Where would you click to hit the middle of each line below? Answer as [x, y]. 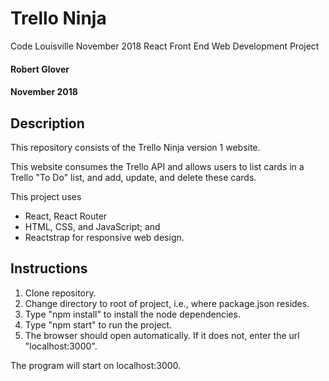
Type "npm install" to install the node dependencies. [132, 314]
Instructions [49, 268]
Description [47, 123]
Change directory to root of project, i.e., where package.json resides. [167, 303]
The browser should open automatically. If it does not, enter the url [162, 335]
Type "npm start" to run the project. [98, 324]
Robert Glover [40, 69]
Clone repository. [60, 293]
